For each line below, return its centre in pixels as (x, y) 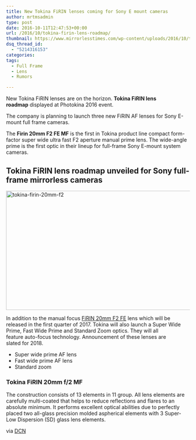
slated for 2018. (25, 343)
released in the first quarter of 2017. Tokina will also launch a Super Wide (93, 324)
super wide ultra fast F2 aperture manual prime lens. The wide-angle (104, 140)
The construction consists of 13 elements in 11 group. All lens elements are (95, 395)
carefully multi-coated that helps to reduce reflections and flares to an (90, 401)
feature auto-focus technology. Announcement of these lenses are (86, 336)
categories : (20, 55)
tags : (13, 60)
